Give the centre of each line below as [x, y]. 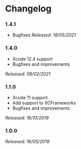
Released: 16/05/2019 [27, 142]
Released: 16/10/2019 [27, 118]
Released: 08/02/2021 [28, 74]
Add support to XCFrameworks [44, 103]
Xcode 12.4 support [33, 59]
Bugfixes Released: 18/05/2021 [44, 35]
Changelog [28, 9]
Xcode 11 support [30, 98]
